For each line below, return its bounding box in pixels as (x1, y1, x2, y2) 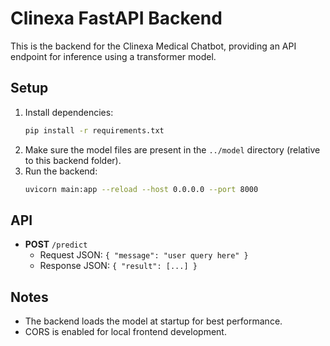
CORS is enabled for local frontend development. (24, 326, 227, 338)
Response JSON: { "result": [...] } (39, 260, 198, 272)
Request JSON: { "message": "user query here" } (39, 249, 249, 261)
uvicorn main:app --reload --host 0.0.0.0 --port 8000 (24, 184, 259, 194)
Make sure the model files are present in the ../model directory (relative (24, 143, 321, 156)
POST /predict (24, 238, 88, 251)
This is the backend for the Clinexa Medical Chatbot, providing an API (10, 40, 297, 52)
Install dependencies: (24, 106, 114, 118)
